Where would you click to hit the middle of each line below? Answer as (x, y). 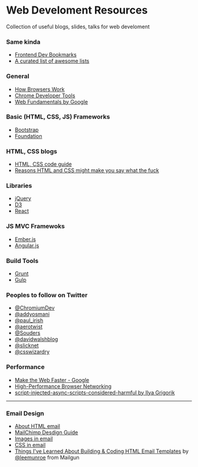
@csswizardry (32, 352)
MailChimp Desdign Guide (46, 432)
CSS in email (30, 445)
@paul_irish (29, 320)
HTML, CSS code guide (43, 164)
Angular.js (27, 245)
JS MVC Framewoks (35, 226)
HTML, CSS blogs (32, 151)
